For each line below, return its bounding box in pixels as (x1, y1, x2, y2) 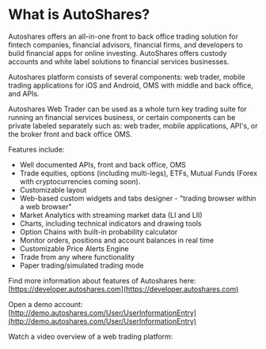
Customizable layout (19, 185, 87, 194)
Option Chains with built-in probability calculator (19, 227, 178, 236)
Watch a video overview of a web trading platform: (8, 332, 173, 341)
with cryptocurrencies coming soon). (19, 176, 141, 186)
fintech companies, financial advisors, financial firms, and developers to (8, 39, 243, 49)
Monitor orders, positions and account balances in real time (19, 235, 215, 245)
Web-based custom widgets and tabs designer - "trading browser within (19, 193, 256, 203)
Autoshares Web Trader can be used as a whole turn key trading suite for (8, 104, 247, 114)
